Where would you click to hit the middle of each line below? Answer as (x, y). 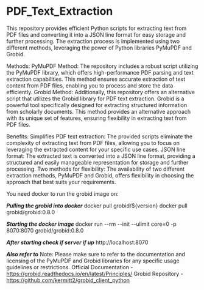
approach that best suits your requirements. (62, 182)
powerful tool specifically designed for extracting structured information (97, 105)
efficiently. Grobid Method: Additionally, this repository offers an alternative (100, 92)
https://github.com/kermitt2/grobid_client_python (68, 280)
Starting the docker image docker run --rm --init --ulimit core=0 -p (91, 224)
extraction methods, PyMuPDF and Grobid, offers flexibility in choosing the (100, 175)
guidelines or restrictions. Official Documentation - (70, 267)
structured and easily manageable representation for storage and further (97, 162)
